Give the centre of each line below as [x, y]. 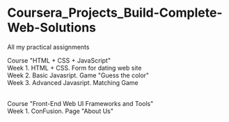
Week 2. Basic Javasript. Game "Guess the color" [78, 75]
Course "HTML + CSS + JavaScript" [59, 60]
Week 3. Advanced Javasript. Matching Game [73, 82]
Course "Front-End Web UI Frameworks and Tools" [80, 103]
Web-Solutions [52, 28]
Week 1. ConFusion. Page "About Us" [60, 111]
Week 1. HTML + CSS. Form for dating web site [74, 68]
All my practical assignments [48, 47]
